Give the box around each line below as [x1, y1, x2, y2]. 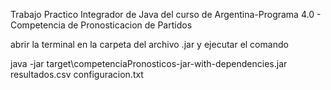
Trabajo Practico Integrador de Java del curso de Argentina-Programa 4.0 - [10, 9, 322, 20]
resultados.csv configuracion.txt [10, 69, 144, 80]
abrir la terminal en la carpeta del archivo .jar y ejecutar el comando [10, 39, 289, 50]
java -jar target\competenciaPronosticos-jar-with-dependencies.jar [10, 58, 288, 69]
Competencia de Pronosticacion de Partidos [10, 19, 193, 31]
